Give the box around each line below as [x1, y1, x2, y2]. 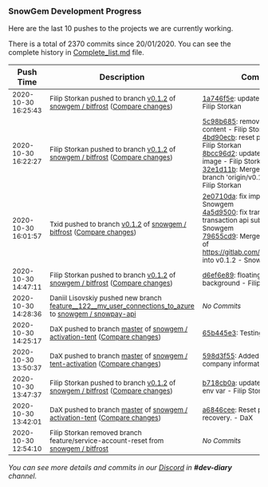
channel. [8, 471, 37, 481]
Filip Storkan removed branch [49, 429, 142, 438]
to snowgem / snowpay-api [49, 310, 136, 319]
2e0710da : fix [202, 192, 247, 201]
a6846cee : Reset [202, 406, 257, 414]
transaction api [202, 216, 249, 225]
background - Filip [202, 279, 261, 288]
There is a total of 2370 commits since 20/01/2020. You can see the [8, 39, 231, 49]
